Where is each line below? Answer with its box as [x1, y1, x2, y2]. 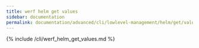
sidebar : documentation [6, 14, 65, 20]
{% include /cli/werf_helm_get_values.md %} [6, 36, 115, 43]
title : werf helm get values [6, 8, 78, 15]
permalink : [6, 19, 33, 25]
